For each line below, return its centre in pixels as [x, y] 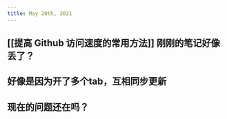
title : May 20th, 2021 [40, 13]
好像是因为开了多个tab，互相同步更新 [87, 82]
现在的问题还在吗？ [48, 107]
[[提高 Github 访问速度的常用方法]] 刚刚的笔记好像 [114, 43]
